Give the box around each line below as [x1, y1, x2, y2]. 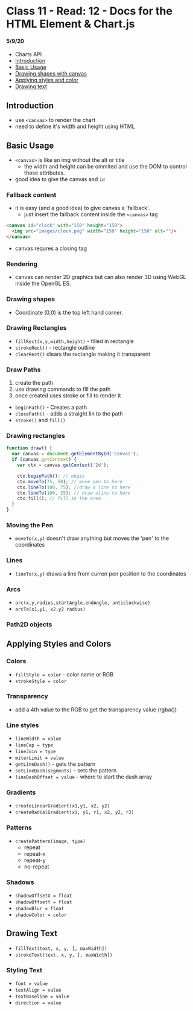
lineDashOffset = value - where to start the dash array [14, 773, 153, 780]
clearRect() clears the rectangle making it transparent [14, 350, 151, 358]
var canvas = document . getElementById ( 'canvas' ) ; [11, 451, 139, 457]
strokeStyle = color [14, 678, 67, 684]
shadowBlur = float [14, 906, 65, 912]
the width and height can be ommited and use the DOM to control [24, 163, 187, 170]
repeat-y [24, 856, 46, 864]
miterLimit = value [14, 755, 65, 762]
